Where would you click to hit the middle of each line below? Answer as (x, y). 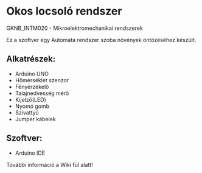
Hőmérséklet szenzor (42, 80)
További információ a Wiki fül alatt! (50, 164)
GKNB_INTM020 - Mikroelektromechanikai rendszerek (75, 28)
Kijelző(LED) (31, 99)
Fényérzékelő (32, 86)
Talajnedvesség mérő (42, 93)
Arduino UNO (32, 74)
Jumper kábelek (35, 119)
